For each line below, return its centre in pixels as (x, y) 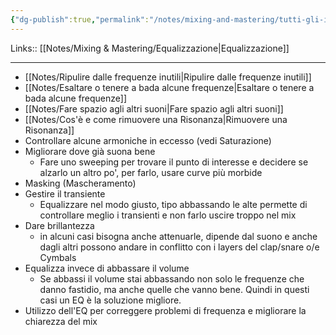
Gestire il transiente (65, 193)
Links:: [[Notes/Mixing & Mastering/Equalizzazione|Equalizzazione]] (150, 48)
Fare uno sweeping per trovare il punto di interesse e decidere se (174, 162)
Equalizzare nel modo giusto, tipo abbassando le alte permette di (173, 204)
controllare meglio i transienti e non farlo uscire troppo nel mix (168, 215)
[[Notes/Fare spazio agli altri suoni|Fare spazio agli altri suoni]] (154, 108)
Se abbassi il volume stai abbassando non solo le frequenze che (172, 278)
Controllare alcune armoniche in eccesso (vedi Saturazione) (148, 140)
